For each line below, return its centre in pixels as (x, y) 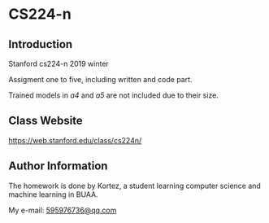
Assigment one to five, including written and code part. (100, 79)
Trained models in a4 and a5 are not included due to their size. (114, 95)
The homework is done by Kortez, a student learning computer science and (135, 186)
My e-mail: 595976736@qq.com (63, 210)
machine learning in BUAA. (54, 194)
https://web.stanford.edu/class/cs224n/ (75, 140)
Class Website (46, 121)
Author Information (58, 166)
